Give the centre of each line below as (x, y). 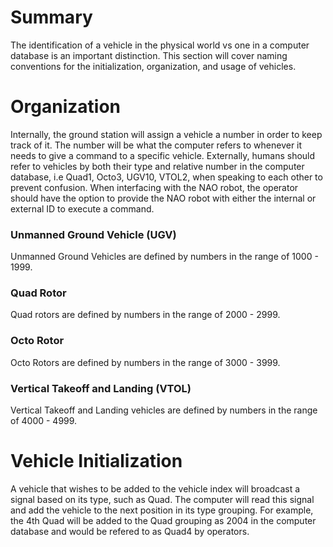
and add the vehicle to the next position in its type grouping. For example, (162, 510)
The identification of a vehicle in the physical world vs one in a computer (160, 45)
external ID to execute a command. (82, 208)
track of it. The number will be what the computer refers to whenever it (156, 145)
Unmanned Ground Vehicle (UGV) (93, 234)
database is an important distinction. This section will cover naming (149, 55)
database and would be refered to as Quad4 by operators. (130, 531)
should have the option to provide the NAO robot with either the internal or (163, 198)
